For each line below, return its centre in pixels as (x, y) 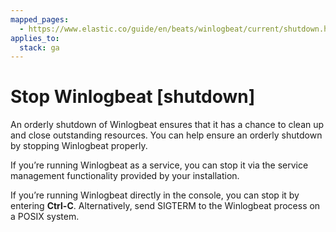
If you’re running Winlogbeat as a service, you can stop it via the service (159, 165)
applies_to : (35, 38)
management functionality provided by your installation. (125, 176)
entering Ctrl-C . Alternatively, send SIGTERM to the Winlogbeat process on (165, 206)
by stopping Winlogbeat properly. (79, 146)
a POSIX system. (45, 217)
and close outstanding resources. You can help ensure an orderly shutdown (166, 135)
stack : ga (39, 47)
